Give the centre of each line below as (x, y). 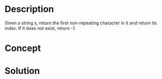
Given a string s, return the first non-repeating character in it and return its (81, 23)
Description (29, 9)
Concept (23, 48)
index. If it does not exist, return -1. (40, 28)
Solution (22, 71)
